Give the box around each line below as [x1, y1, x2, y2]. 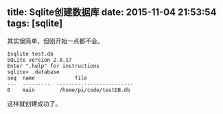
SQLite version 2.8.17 [7, 56, 72, 63]
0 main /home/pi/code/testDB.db [7, 87, 130, 93]
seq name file [7, 74, 88, 81]
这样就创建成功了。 [7, 99, 62, 108]
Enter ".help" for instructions [7, 62, 99, 69]
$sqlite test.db [7, 50, 54, 57]
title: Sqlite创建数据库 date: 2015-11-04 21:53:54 [7, 6, 217, 19]
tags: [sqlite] [7, 18, 63, 30]
